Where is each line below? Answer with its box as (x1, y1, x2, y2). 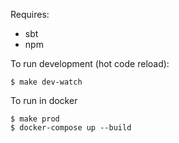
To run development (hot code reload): (10, 58, 170, 69)
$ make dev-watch (10, 77, 83, 87)
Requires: (10, 9, 50, 20)
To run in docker (10, 95, 78, 106)
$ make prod (10, 114, 60, 124)
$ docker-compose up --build (10, 123, 132, 133)
